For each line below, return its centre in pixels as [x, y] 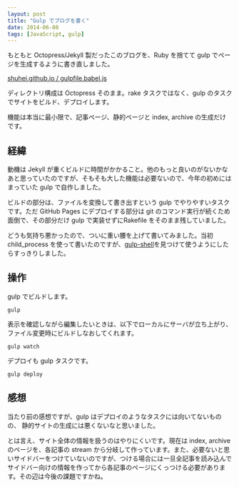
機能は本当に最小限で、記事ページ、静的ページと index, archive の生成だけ [117, 117]
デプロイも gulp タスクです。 [50, 361]
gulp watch [24, 346]
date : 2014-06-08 [33, 27]
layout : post [27, 14]
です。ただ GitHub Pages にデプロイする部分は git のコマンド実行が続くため [119, 211]
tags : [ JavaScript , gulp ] [46, 34]
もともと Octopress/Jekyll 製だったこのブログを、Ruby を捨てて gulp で [113, 55]
